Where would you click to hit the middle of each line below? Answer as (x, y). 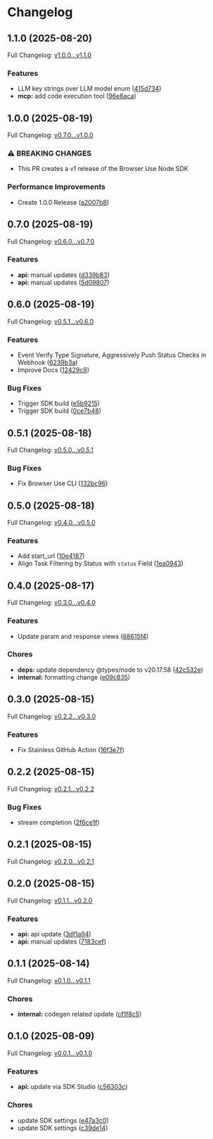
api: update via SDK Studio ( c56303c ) (72, 1087)
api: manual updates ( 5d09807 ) (64, 282)
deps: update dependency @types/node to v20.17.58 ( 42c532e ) (110, 670)
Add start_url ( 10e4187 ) (51, 556)
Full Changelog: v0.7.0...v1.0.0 (50, 135)
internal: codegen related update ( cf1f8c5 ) (79, 1014)
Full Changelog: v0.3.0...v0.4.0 (52, 603)
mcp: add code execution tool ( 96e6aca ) (77, 96)
